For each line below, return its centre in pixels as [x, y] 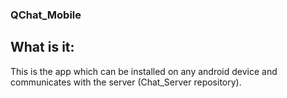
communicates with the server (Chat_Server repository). [126, 82]
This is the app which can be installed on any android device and [144, 71]
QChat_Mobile [46, 15]
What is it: [42, 47]
